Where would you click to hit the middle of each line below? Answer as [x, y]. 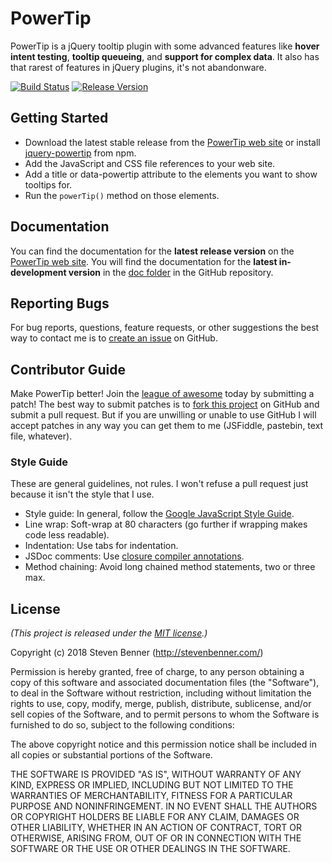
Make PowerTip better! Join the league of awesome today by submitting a [162, 394]
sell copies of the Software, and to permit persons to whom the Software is [165, 714]
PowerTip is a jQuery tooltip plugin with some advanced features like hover [165, 46]
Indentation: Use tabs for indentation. [101, 546]
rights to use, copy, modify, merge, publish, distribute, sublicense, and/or [161, 704]
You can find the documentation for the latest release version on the [152, 251]
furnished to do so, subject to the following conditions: [122, 725]
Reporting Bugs [60, 303]
